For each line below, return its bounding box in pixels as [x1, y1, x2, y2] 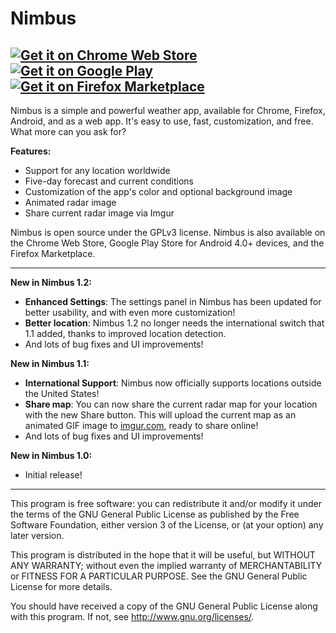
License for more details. [10, 581, 113, 592]
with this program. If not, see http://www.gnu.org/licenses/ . [10, 611, 255, 622]
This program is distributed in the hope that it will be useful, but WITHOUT [10, 549, 316, 561]
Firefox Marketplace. [10, 248, 96, 259]
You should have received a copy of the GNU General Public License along [10, 600, 318, 612]
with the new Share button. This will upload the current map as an [24, 409, 297, 421]
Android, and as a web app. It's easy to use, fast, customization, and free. [10, 115, 314, 127]
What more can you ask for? [10, 126, 127, 137]
